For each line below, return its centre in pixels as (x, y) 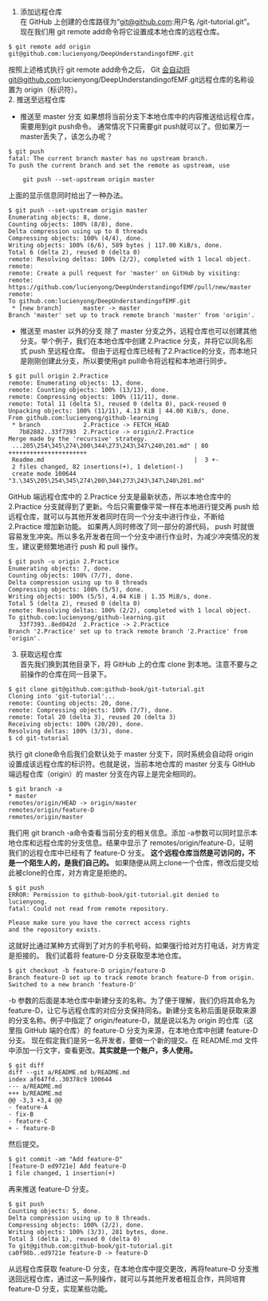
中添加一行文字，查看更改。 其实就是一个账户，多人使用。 (102, 1050)
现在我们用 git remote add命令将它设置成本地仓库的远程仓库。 (122, 32)
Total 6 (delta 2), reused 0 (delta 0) (75, 252)
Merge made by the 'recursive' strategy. (78, 439)
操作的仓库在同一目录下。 (69, 674)
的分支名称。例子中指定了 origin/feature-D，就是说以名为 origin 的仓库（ (128, 1020)
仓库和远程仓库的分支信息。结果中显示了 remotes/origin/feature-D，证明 (134, 843)
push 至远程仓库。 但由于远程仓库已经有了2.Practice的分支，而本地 (140, 351)
